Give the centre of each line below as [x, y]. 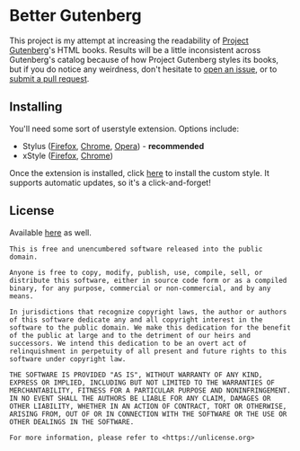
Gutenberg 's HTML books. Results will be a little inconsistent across [135, 49]
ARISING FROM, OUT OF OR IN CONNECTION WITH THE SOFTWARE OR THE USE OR [148, 414]
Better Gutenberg [75, 16]
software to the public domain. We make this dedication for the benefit [150, 327]
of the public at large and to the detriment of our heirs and [130, 335]
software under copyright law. [68, 359]
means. [22, 296]
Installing [36, 107]
